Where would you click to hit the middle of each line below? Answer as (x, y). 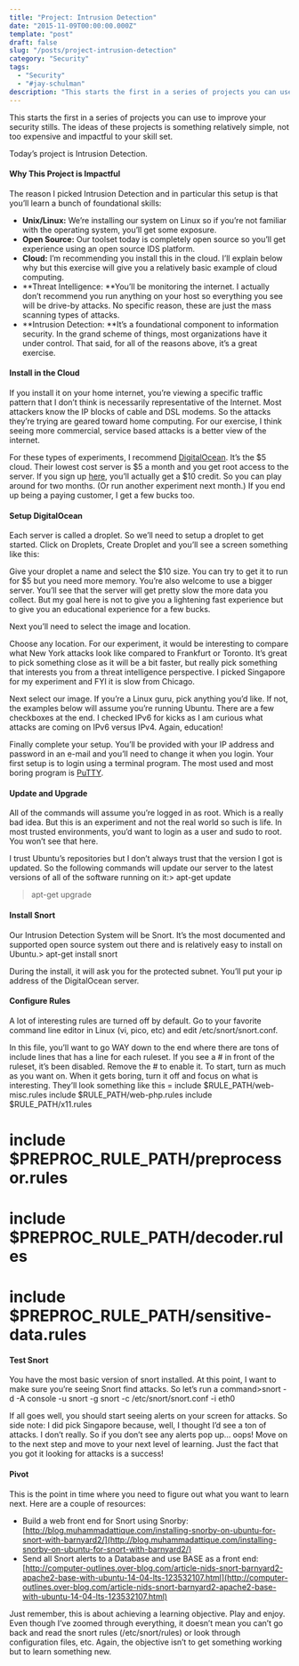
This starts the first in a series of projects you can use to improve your (138, 117)
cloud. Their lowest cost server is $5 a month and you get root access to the (149, 466)
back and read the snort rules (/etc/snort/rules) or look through (125, 1632)
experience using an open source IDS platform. (109, 248)
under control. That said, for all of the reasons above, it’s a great (140, 343)
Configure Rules (40, 1001)
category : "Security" (49, 59)
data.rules (48, 1335)
